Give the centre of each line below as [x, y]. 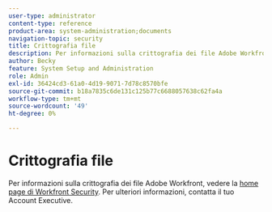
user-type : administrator [52, 16]
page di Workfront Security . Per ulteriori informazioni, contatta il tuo [121, 192]
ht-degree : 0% [32, 114]
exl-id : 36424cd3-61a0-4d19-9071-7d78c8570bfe [88, 83]
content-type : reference [50, 23]
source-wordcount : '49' [49, 106]
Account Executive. [41, 200]
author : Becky [32, 61]
